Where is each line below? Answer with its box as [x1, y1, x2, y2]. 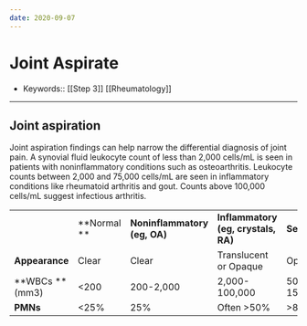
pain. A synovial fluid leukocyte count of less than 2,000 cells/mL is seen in [9, 152, 293, 163]
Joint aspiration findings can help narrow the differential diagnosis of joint [9, 142, 288, 153]
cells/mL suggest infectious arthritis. [9, 191, 147, 202]
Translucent [217, 248, 269, 261]
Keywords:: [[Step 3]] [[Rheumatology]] [22, 83, 172, 94]
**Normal [77, 216, 122, 229]
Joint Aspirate [9, 52, 119, 73]
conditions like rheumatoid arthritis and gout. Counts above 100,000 [9, 181, 266, 192]
